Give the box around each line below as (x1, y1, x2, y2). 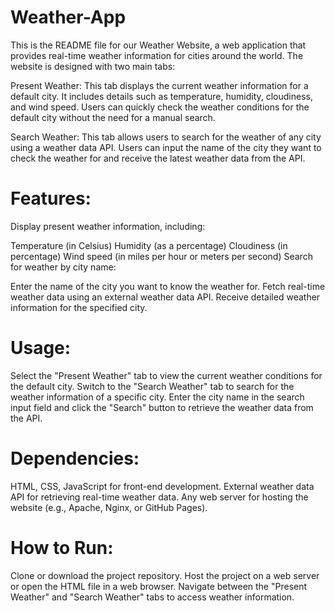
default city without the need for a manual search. (10, 111, 216, 123)
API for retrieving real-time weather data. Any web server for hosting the (10, 491, 309, 503)
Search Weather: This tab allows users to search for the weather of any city (10, 131, 322, 143)
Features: (10, 187, 92, 210)
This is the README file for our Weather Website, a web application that (10, 39, 307, 51)
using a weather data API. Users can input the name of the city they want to (10, 141, 322, 153)
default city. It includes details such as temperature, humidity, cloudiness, (10, 90, 313, 102)
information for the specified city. (10, 301, 148, 313)
